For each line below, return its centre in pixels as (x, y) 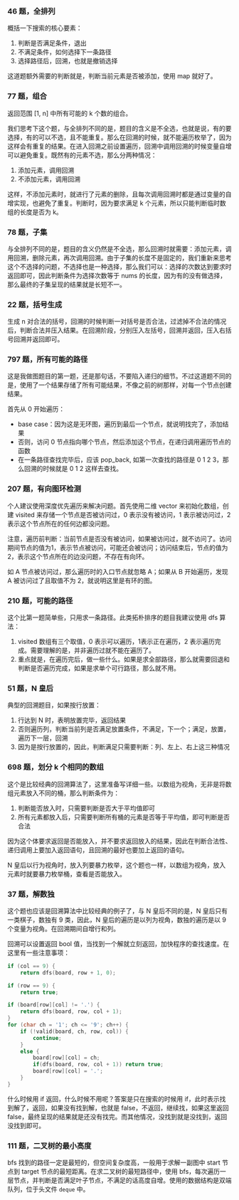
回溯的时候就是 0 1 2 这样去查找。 (73, 469)
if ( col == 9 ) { (31, 966)
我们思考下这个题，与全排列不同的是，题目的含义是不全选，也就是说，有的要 (119, 128)
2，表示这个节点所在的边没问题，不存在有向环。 (78, 556)
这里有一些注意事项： (38, 952)
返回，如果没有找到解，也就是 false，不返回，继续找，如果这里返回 (130, 1108)
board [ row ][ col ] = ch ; (67, 1058)
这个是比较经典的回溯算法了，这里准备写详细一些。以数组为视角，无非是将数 (119, 784)
